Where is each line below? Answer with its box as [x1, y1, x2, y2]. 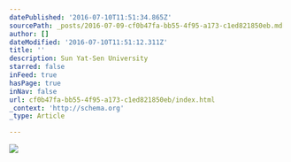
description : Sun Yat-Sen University [9, 54, 149, 63]
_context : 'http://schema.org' [9, 104, 125, 112]
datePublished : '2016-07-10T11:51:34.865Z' [9, 12, 172, 22]
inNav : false [9, 87, 57, 96]
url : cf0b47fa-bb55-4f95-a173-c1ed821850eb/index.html [9, 95, 216, 104]
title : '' [9, 46, 46, 55]
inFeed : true [9, 71, 57, 80]
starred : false [9, 63, 65, 72]
